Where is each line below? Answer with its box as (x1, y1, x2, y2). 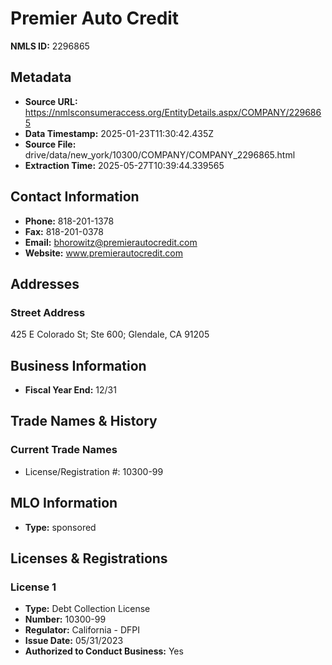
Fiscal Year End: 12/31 (24, 384, 117, 396)
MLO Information (10, 495, 118, 512)
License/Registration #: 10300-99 (24, 465, 164, 477)
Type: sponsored (24, 521, 97, 533)
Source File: (24, 138, 77, 150)
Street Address (10, 305, 86, 319)
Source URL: (24, 95, 78, 107)
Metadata (10, 69, 72, 86)
